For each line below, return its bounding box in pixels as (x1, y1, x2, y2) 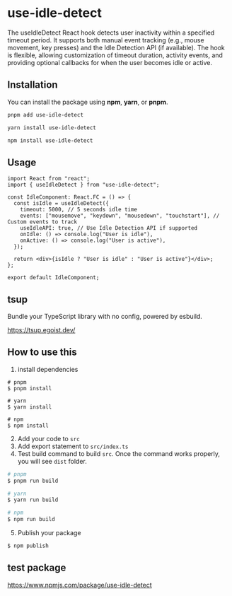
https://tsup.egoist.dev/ (7, 326, 76, 334)
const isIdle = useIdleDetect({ (13, 200, 110, 207)
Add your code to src (17, 434, 80, 443)
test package (7, 562, 66, 574)
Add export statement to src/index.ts (17, 442, 129, 450)
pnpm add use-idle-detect (7, 111, 83, 118)
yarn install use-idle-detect (7, 124, 97, 132)
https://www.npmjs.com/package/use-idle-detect (7, 580, 152, 589)
